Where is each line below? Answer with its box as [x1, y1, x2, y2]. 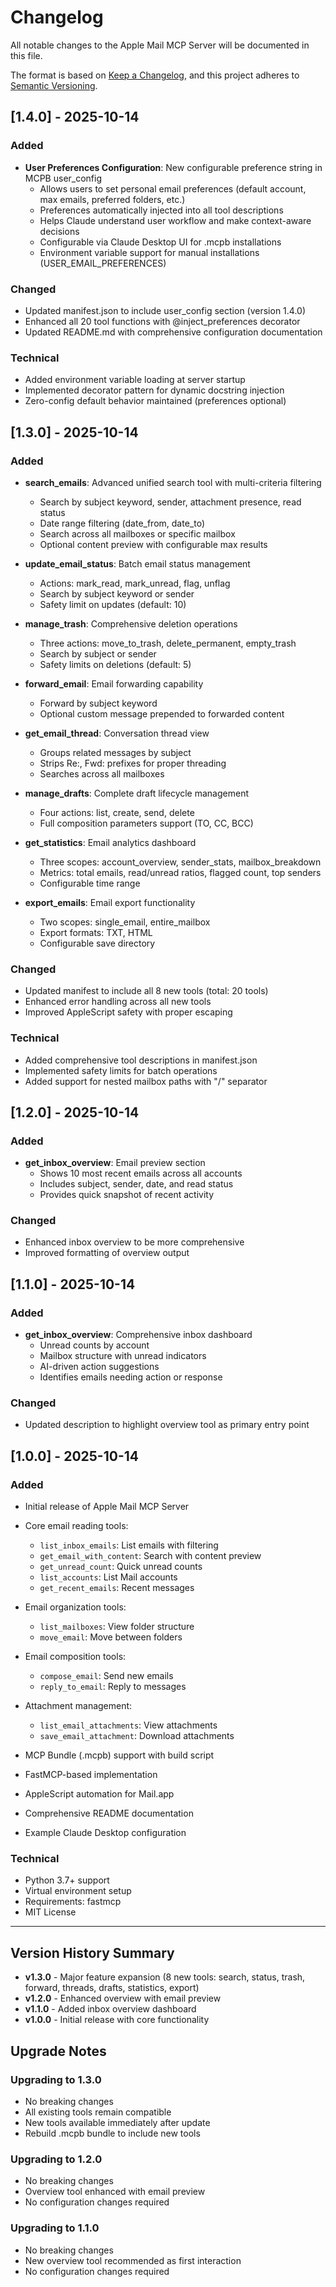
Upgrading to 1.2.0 [10, 2152, 103, 2166]
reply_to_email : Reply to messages [39, 1681, 187, 1693]
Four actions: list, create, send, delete [39, 806, 195, 818]
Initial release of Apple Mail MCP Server [24, 1501, 190, 1513]
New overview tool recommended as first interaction [24, 2254, 242, 2266]
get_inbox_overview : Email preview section [24, 1157, 206, 1169]
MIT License [24, 1906, 77, 1918]
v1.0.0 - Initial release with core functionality [24, 2014, 210, 2026]
